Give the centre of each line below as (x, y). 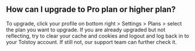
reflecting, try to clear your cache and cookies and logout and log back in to (97, 36)
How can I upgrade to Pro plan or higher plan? (91, 10)
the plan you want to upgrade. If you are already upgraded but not (86, 30)
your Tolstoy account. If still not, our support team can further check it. (91, 42)
